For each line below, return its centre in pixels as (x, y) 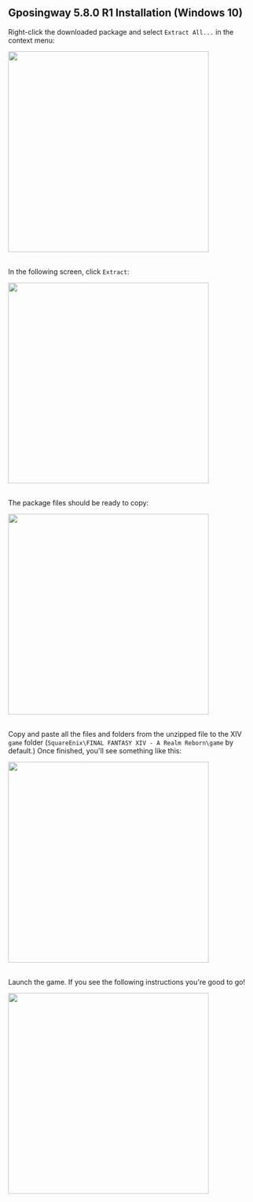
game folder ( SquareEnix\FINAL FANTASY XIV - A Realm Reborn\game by (121, 742)
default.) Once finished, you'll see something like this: (95, 750)
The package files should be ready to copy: (79, 502)
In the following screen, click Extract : (69, 272)
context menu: (31, 40)
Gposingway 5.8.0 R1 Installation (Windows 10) (126, 13)
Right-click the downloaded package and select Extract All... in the (121, 31)
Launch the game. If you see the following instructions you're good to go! (127, 982)
